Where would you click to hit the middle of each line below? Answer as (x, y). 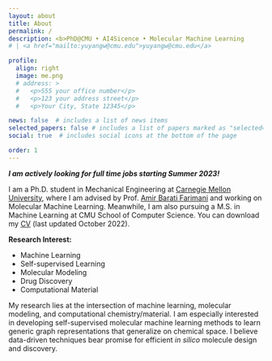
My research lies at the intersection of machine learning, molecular (120, 305)
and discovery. (33, 348)
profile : (23, 61)
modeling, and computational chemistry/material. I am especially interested (134, 314)
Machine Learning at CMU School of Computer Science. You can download (134, 215)
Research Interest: (40, 239)
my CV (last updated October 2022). (69, 223)
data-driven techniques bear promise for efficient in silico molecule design (133, 340)
